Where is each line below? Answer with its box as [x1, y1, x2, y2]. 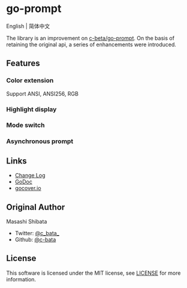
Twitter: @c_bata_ [14, 230, 60, 237]
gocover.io [14, 185, 41, 192]
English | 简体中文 [6, 22, 50, 29]
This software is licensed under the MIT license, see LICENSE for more [6, 269, 181, 277]
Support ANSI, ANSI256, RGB [6, 90, 79, 97]
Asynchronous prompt [6, 137, 74, 146]
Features [6, 58, 40, 69]
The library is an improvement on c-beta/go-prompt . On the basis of [6, 34, 175, 41]
